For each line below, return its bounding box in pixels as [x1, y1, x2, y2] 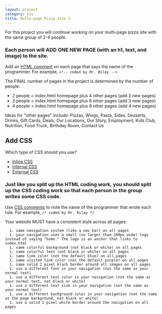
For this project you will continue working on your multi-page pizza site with [5, 30, 157, 35]
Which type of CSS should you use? [5, 150, 77, 155]
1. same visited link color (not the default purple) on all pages [9, 257, 149, 263]
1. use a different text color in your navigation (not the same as [9, 274, 151, 280]
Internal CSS [12, 164, 37, 170]
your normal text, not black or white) [5, 279, 86, 284]
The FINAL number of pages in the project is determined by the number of [5, 78, 154, 84]
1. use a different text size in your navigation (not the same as [9, 283, 149, 288]
